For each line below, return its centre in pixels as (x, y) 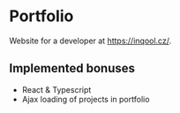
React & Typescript (56, 89)
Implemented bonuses (72, 68)
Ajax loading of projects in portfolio (86, 99)
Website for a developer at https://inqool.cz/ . (90, 41)
